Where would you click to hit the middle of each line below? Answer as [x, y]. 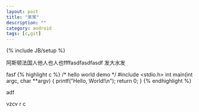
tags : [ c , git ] [24, 34]
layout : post [22, 12]
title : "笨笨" [23, 17]
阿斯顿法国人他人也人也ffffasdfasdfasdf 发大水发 [66, 63]
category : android [29, 28]
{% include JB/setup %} [36, 50]
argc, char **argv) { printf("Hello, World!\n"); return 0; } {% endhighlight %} [99, 81]
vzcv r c [16, 104]
